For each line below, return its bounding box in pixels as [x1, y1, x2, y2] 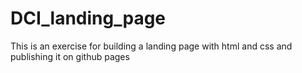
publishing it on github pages [10, 50, 130, 62]
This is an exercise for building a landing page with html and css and [10, 40, 293, 52]
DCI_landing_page [10, 7, 167, 30]
